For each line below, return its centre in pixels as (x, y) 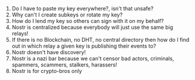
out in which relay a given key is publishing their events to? (84, 46)
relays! (20, 34)
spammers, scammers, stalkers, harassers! (65, 65)
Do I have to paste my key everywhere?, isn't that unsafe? (82, 9)
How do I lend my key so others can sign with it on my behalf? (88, 21)
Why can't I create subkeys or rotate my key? (67, 15)
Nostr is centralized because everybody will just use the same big (92, 27)
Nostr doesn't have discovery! (49, 52)
